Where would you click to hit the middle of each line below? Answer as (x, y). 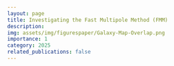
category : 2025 (29, 45)
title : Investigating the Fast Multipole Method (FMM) (88, 20)
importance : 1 (28, 39)
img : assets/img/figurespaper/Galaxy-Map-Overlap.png (86, 33)
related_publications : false (49, 52)
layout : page (26, 13)
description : (26, 26)
